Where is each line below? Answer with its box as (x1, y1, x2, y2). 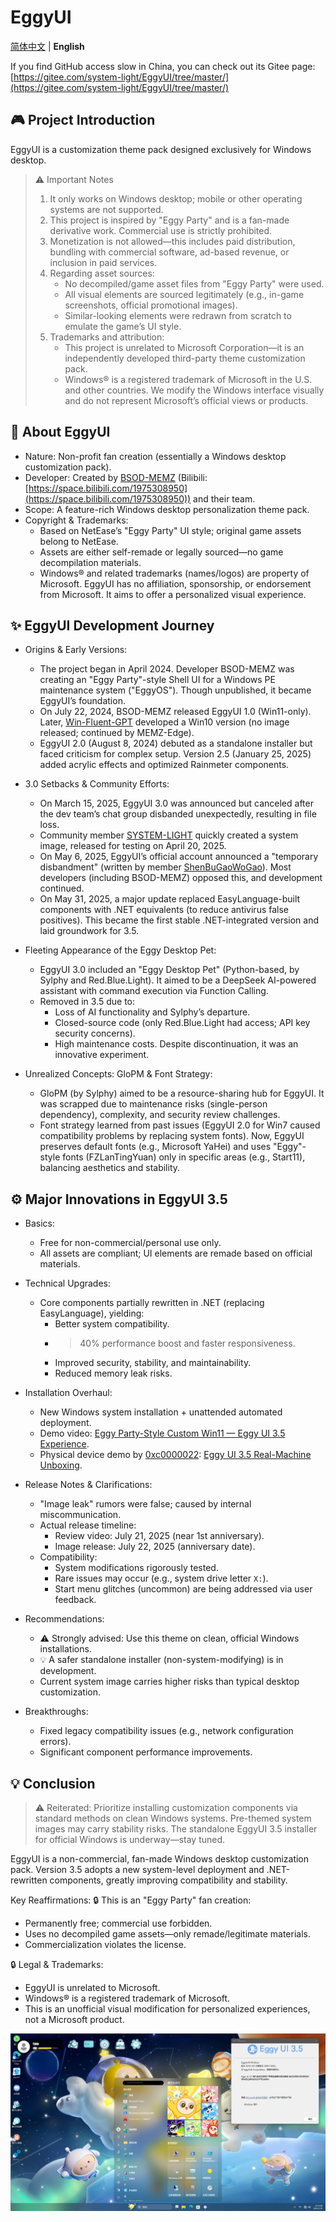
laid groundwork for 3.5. (39, 925, 140, 937)
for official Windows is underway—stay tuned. (34, 1834, 226, 1845)
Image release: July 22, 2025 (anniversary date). (54, 1541, 256, 1553)
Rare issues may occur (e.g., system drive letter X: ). (54, 1572, 269, 1585)
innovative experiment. (54, 1049, 150, 1061)
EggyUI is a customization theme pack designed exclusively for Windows (10, 143, 312, 155)
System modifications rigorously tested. (54, 1562, 219, 1574)
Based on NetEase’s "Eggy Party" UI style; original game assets (39, 524, 302, 536)
